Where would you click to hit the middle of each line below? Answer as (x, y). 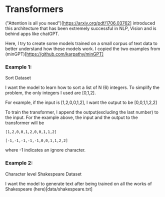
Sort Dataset (18, 78)
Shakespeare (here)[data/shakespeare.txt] (49, 189)
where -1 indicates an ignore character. (45, 150)
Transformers (34, 9)
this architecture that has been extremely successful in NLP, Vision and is (81, 28)
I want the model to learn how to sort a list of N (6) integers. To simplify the (82, 87)
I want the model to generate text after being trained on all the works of (78, 183)
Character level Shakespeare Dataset (43, 174)
